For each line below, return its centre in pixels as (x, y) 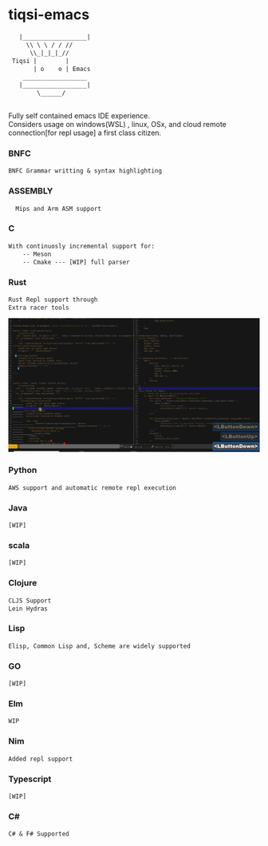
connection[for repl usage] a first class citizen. (85, 133)
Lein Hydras (28, 609)
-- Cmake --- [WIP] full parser (76, 262)
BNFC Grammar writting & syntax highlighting (85, 171)
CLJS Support (30, 601)
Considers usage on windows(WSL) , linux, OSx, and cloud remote (118, 124)
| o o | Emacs (62, 69)
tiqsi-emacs (49, 15)
